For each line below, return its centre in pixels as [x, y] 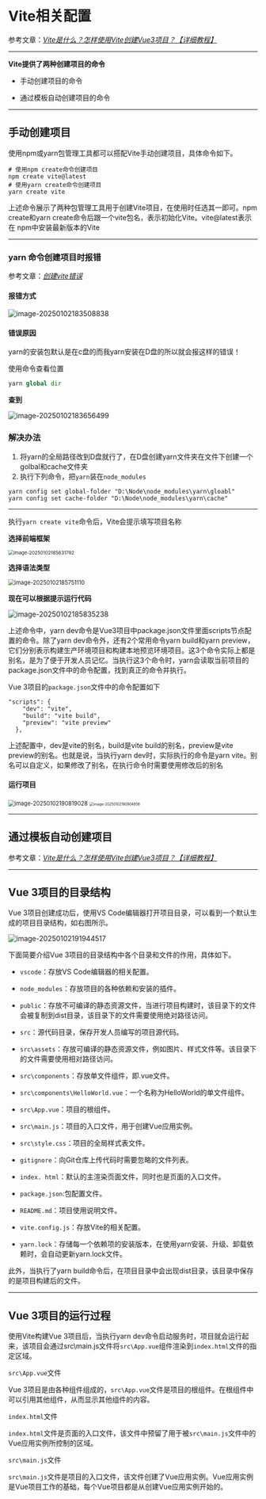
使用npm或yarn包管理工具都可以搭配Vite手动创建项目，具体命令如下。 [123, 153]
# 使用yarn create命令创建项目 [55, 185]
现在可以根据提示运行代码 [50, 598]
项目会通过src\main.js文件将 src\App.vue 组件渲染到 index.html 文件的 [139, 1346]
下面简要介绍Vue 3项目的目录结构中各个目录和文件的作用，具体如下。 [122, 955]
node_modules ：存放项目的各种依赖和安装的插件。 [100, 989]
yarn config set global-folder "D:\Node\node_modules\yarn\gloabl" [122, 491]
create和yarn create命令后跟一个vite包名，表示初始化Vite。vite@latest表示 [130, 217]
